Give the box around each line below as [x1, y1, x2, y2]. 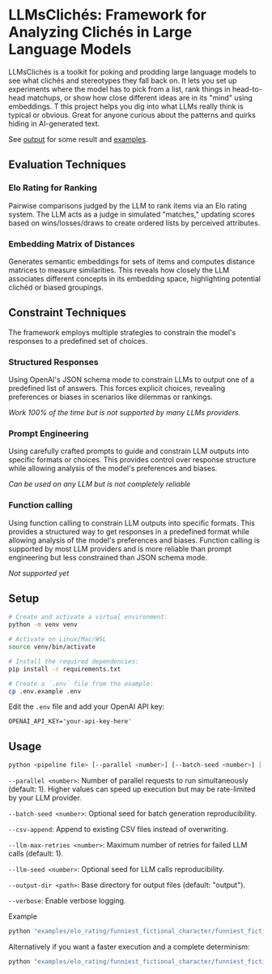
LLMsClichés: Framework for [8, 6, 207, 24]
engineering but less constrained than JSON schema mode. [8, 552, 208, 562]
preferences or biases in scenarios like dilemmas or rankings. [8, 392, 213, 402]
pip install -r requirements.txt [8, 665, 121, 673]
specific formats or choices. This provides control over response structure [8, 455, 257, 465]
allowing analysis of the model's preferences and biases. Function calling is [8, 535, 261, 545]
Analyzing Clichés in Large [8, 23, 193, 41]
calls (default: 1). [8, 849, 63, 859]
